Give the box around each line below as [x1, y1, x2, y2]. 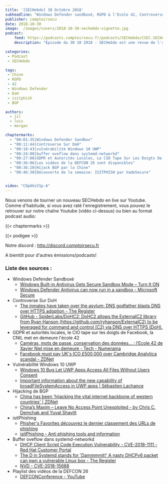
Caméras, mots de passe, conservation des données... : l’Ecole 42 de [19, 340, 163, 346]
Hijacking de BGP [12, 388, 48, 394]
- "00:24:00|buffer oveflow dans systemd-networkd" [9, 151, 120, 156]
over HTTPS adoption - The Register [19, 308, 95, 314]
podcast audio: [5, 213, 36, 219]
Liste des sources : [5, 264, 52, 271]
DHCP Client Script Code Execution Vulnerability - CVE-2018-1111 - [19, 441, 157, 447]
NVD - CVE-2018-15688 [19, 463, 69, 469]
